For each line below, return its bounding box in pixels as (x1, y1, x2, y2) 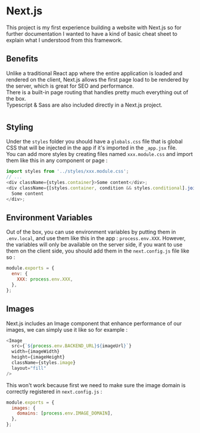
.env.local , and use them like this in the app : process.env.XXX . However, (6, 235, 186, 242)
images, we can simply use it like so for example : (6, 326, 128, 333)
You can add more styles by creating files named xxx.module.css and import (6, 151, 193, 158)
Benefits (6, 54, 39, 64)
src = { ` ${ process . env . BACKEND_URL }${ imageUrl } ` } (11, 343, 132, 349)
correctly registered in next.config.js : (6, 388, 102, 395)
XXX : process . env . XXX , (17, 276, 73, 282)
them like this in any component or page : (6, 157, 108, 164)
